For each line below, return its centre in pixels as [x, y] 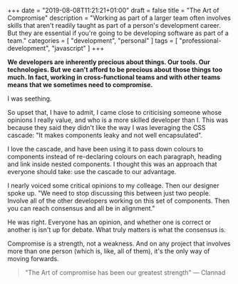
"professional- [200, 41]
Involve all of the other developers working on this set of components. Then [119, 201]
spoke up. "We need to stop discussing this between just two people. [109, 193]
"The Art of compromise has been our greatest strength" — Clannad [125, 273]
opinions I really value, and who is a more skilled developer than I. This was [118, 120]
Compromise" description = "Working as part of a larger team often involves [119, 18]
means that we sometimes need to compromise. [80, 85]
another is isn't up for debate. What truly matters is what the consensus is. [117, 230]
